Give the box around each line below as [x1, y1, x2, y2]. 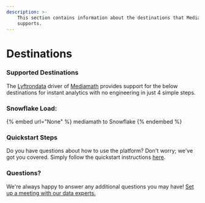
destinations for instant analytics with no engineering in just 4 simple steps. [6, 89, 196, 96]
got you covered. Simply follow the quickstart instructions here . [6, 153, 166, 161]
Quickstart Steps [6, 133, 58, 142]
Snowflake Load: [6, 104, 57, 113]
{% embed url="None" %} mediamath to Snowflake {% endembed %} [6, 118, 182, 125]
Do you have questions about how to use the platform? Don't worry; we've [6, 147, 193, 155]
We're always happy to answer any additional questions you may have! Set [6, 183, 194, 190]
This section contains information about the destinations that [17, 15, 184, 21]
